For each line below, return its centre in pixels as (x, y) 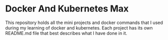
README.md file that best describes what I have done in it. (66, 33)
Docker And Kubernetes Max (67, 9)
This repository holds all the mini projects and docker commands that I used (84, 22)
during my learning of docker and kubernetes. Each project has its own (79, 27)
